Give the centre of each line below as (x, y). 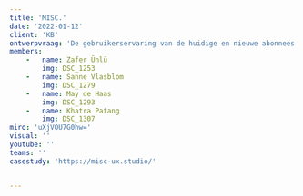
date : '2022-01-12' (46, 26)
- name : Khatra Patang (73, 111)
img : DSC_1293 (69, 102)
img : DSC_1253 (69, 69)
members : (26, 52)
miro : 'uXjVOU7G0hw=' (50, 128)
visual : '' (30, 136)
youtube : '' (32, 144)
